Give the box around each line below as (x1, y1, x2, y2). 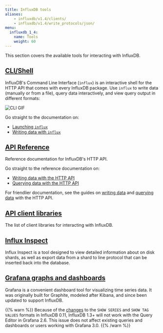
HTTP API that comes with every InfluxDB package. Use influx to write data (5, 85, 159, 91)
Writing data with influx (12, 129, 61, 135)
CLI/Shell (5, 67, 34, 75)
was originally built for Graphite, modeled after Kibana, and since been (5, 292, 147, 298)
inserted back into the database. (5, 260, 70, 265)
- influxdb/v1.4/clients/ (14, 16, 67, 21)
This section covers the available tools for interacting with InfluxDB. (5, 52, 141, 58)
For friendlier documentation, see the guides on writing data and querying (5, 190, 154, 196)
